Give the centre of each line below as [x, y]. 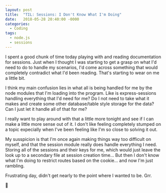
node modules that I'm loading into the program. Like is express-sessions [81, 93]
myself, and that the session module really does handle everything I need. [81, 144]
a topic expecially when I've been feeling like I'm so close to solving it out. [81, 129]
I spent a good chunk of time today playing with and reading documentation [83, 57]
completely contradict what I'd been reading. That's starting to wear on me [82, 73]
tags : [11, 33]
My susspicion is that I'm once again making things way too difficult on [78, 139]
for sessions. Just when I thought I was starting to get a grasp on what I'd [81, 62]
